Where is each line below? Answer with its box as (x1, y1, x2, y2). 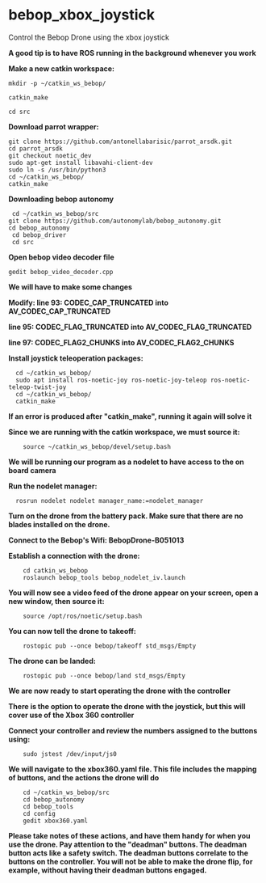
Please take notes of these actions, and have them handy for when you (8, 830, 251, 840)
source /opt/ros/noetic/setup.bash (23, 612, 143, 620)
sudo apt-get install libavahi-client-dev (8, 158, 153, 167)
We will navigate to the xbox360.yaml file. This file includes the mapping (8, 764, 257, 774)
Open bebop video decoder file (8, 252, 114, 262)
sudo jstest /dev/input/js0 (23, 750, 117, 758)
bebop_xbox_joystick (8, 6, 156, 24)
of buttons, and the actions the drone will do (8, 772, 160, 782)
